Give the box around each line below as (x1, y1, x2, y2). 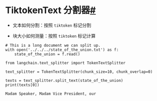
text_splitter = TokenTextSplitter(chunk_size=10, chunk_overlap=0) (5, 69, 153, 74)
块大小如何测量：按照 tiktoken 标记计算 (12, 33, 96, 39)
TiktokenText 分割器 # (5, 5, 96, 16)
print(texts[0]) (5, 82, 40, 87)
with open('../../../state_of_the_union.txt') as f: (5, 47, 119, 52)
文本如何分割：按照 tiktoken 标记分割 (12, 22, 91, 28)
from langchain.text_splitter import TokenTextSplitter (5, 60, 126, 65)
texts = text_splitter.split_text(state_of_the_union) (5, 78, 124, 83)
